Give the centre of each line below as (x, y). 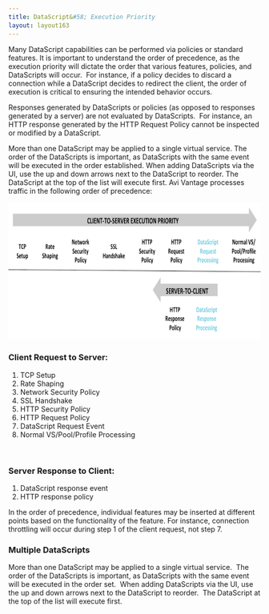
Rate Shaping (42, 383)
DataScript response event (64, 488)
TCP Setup (38, 375)
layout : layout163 (39, 25)
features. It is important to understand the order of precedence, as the (124, 58)
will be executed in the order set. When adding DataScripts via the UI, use (131, 584)
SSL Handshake (46, 400)
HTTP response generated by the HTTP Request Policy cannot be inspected (134, 124)
